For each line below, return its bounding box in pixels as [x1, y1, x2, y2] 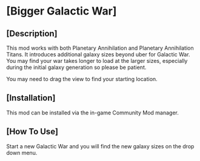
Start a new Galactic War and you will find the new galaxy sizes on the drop [6, 142, 195, 149]
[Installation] [6, 93, 56, 103]
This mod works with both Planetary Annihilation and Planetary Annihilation [6, 44, 194, 51]
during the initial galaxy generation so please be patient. [6, 64, 147, 71]
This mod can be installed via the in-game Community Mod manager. [6, 109, 179, 116]
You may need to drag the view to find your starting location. [6, 76, 158, 82]
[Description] [6, 28, 58, 39]
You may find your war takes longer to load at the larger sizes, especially [6, 57, 188, 64]
